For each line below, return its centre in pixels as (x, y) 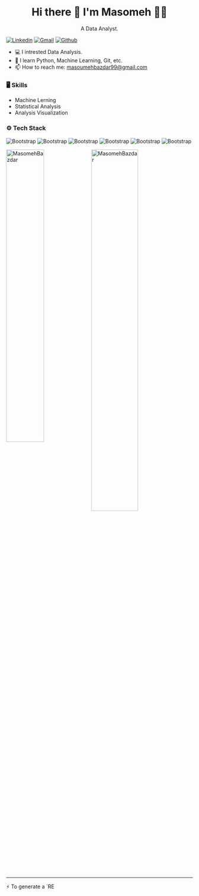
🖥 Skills (17, 85)
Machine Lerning (35, 100)
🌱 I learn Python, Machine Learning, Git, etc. (69, 60)
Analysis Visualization (41, 113)
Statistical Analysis (38, 107)
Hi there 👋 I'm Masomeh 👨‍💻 (99, 12)
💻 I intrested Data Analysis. (49, 52)
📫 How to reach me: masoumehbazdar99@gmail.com (81, 67)
